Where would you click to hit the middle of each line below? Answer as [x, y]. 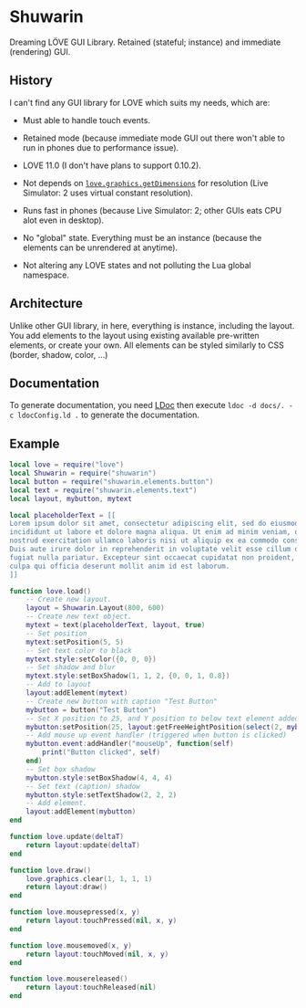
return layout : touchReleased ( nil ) [91, 988]
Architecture [46, 304]
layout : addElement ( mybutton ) [81, 812]
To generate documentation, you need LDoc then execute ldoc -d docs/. [147, 405]
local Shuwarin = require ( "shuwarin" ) [83, 473]
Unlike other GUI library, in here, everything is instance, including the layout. [152, 325]
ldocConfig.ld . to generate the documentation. [109, 415]
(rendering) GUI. [40, 51]
